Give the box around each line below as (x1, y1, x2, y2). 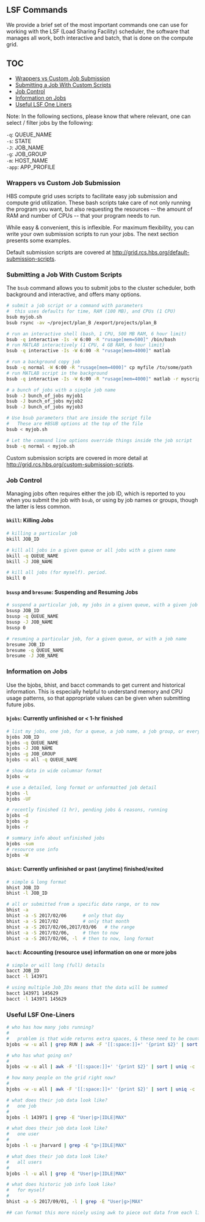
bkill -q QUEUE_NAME (6, 553, 59, 559)
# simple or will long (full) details (6, 962, 105, 968)
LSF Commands (6, 5, 68, 15)
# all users (6, 1159, 43, 1165)
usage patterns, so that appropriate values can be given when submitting (6, 694, 190, 702)
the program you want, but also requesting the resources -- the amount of (6, 205, 193, 213)
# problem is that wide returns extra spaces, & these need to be (6, 1035, 184, 1042)
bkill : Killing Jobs (6, 517, 54, 524)
